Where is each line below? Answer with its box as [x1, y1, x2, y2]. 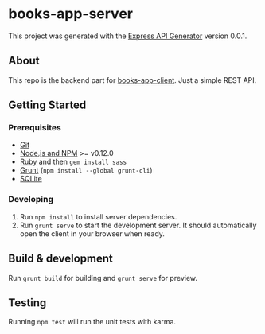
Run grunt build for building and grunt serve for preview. [8, 273, 197, 282]
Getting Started [8, 99, 87, 112]
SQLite [19, 174, 42, 184]
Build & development [8, 252, 113, 266]
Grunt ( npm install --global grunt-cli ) [19, 165, 153, 175]
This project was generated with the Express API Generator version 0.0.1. [8, 31, 247, 41]
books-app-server [8, 5, 134, 23]
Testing [8, 296, 47, 309]
